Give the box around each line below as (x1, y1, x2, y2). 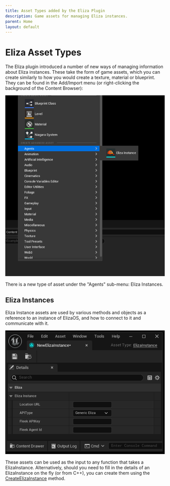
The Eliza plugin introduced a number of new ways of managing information (5, 64, 163, 70)
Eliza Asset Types (5, 47, 82, 58)
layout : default (5, 24, 39, 29)
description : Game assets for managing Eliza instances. (5, 13, 128, 19)
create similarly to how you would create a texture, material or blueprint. (5, 74, 155, 81)
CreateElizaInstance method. (5, 475, 66, 481)
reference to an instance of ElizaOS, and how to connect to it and (5, 315, 141, 321)
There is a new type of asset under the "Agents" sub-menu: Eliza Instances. (5, 281, 163, 287)
